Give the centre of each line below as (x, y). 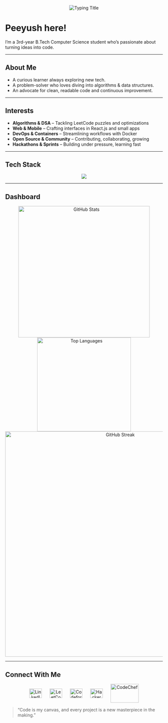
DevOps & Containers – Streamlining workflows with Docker (75, 133)
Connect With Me (33, 675)
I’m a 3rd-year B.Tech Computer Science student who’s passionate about (80, 42)
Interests (19, 111)
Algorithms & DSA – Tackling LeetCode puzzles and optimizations (80, 123)
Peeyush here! (36, 28)
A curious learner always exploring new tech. (59, 80)
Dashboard (23, 197)
